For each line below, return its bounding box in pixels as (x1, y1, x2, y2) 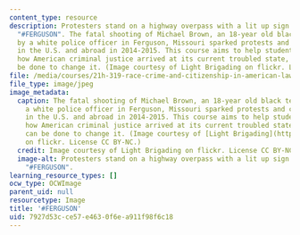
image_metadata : (9, 88, 70, 97)
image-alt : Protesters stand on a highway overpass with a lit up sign (17, 154, 290, 164)
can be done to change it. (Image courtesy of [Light (25, 130, 229, 138)
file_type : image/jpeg (9, 80, 94, 88)
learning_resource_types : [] (9, 171, 118, 180)
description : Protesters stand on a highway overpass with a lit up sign (9, 21, 290, 30)
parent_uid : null (9, 188, 74, 197)
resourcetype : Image (9, 196, 87, 206)
